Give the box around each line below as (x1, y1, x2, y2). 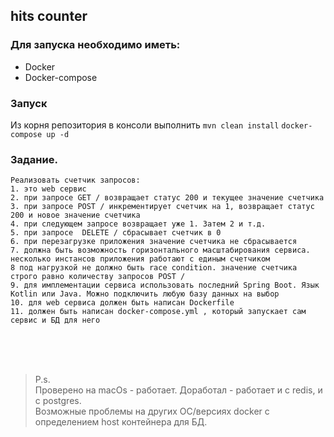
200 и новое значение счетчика (10, 210, 141, 221)
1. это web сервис (10, 184, 87, 194)
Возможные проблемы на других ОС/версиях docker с (34, 405, 270, 418)
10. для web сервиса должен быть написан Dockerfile (10, 298, 235, 308)
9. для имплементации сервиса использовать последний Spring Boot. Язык (10, 280, 320, 291)
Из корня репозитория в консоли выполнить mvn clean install (10, 119, 280, 131)
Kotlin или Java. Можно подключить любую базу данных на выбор (10, 289, 280, 299)
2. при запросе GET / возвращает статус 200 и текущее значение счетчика (10, 193, 325, 203)
